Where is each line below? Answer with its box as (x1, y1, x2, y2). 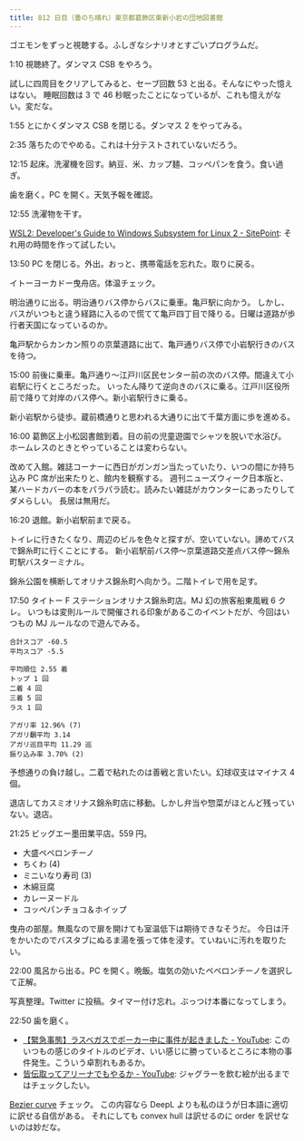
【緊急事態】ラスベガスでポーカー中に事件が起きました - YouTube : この (22, 1034, 290, 1045)
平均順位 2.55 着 (9, 664, 68, 674)
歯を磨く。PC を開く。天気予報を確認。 (9, 189, 159, 200)
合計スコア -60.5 (9, 637, 68, 647)
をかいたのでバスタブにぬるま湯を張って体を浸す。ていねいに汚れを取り (9, 934, 279, 945)
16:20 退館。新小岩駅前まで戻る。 (9, 514, 136, 525)
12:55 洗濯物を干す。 (9, 208, 87, 219)
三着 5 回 (9, 693, 43, 703)
